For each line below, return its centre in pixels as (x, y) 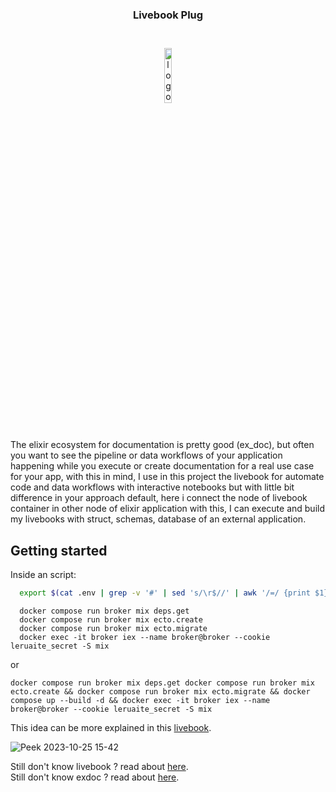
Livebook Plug (168, 15)
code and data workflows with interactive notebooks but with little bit (152, 487)
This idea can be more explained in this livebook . (111, 727)
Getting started (59, 550)
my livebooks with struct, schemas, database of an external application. (158, 519)
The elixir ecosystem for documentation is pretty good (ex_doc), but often (162, 445)
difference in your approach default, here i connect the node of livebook (159, 498)
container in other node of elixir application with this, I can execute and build (167, 509)
